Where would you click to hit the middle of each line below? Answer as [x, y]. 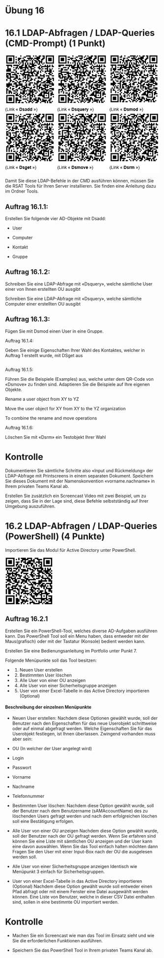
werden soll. [25, 857]
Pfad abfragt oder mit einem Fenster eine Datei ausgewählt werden [80, 891]
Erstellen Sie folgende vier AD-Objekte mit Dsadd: [56, 218]
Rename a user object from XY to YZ [42, 399]
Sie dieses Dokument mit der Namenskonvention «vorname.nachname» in [80, 481]
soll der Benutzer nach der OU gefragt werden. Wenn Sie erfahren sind [84, 836]
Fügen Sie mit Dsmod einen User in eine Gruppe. [55, 331]
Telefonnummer [28, 796]
